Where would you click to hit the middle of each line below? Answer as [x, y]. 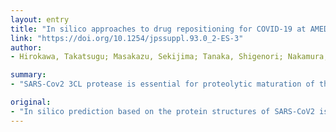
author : [26, 47]
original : [31, 102]
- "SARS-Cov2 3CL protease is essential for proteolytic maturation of [162, 84]
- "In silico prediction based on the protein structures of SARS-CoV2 [162, 111]
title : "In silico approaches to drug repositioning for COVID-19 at [158, 29]
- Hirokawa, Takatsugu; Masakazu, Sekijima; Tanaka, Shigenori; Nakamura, [169, 57]
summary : [28, 75]
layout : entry [40, 19]
